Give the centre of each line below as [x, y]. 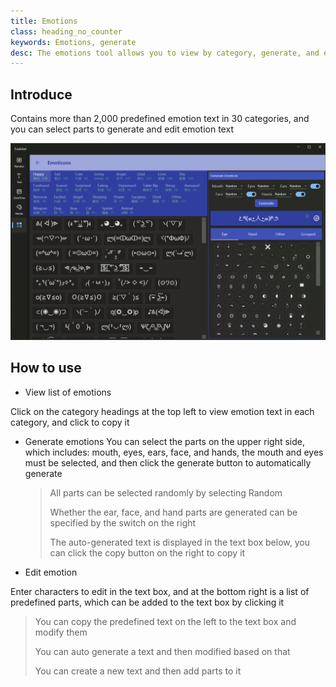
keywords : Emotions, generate [73, 42]
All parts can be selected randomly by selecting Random [166, 492]
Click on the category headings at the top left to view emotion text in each [162, 411]
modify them [61, 632]
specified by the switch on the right [123, 522]
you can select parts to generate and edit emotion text [122, 129]
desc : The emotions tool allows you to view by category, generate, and [165, 53]
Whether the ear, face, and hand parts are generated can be [173, 512]
